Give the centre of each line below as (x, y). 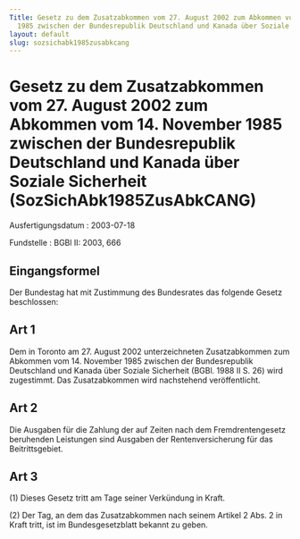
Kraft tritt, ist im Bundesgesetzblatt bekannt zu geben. (108, 525)
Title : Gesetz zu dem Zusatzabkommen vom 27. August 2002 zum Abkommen (145, 17)
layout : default (39, 34)
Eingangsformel (54, 270)
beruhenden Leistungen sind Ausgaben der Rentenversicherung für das (142, 439)
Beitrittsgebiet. (36, 449)
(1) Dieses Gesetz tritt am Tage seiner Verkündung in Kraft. (117, 498)
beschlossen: (34, 302)
